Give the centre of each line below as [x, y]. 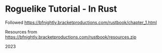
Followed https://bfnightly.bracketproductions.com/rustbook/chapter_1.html [81, 22]
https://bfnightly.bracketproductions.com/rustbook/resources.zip [71, 37]
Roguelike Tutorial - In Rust [61, 9]
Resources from [21, 32]
